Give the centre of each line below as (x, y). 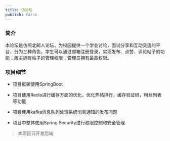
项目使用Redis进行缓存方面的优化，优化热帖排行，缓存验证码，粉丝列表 (87, 95)
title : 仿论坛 (19, 10)
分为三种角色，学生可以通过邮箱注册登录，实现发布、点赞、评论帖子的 (87, 52)
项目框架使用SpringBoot (38, 84)
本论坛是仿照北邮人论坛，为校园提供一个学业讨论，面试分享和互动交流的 (80, 45)
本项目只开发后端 (35, 133)
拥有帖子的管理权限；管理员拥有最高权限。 (67, 58)
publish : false (21, 15)
